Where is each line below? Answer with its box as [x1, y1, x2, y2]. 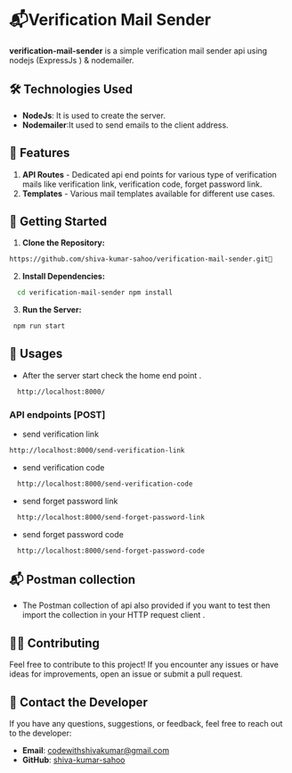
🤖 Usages [9, 346, 63, 362]
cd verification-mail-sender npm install [17, 288, 174, 297]
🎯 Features [9, 145, 70, 161]
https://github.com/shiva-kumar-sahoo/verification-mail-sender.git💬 [9, 254, 273, 264]
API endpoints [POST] [9, 408, 106, 420]
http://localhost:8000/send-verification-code [17, 479, 193, 488]
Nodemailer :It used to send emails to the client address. [21, 120, 229, 130]
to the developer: [9, 727, 72, 738]
